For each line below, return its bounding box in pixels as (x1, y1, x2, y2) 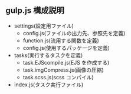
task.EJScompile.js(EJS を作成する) (22, 59, 110, 66)
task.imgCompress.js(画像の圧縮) (22, 66, 104, 73)
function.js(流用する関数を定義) (22, 37, 99, 44)
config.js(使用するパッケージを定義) (22, 44, 110, 51)
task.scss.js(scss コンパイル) (22, 73, 94, 80)
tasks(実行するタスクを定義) (14, 52, 83, 59)
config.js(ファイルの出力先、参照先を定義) (22, 29, 126, 36)
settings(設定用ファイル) (14, 22, 74, 29)
